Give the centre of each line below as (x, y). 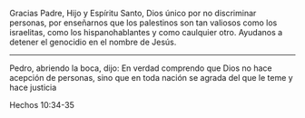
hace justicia (33, 87)
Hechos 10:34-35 (42, 105)
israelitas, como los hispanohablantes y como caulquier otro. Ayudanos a (146, 32)
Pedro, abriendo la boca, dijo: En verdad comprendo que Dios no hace (141, 68)
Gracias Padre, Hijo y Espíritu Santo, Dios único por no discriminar (133, 13)
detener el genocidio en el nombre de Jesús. (93, 42)
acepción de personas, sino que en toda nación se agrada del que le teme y (151, 78)
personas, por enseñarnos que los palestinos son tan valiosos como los (143, 23)
